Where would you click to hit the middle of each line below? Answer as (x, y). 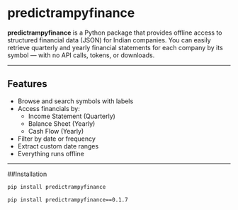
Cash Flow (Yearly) (56, 131)
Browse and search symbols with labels (75, 101)
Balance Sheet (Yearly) (62, 123)
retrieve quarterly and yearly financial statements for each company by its (115, 47)
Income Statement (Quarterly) (72, 116)
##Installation (27, 174)
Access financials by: (49, 108)
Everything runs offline (51, 153)
